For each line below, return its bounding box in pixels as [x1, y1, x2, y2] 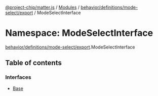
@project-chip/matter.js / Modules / [5, 5, 80, 10]
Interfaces [5, 74, 31, 81]
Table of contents [5, 59, 62, 67]
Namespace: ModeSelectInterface [5, 27, 153, 39]
